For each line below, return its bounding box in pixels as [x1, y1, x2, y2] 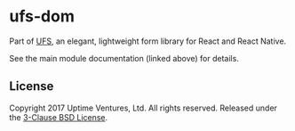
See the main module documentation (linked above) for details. [9, 53, 240, 63]
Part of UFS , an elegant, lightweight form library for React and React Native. [9, 36, 287, 46]
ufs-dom [9, 6, 76, 27]
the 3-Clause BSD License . [9, 111, 108, 122]
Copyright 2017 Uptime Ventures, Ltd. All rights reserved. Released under [9, 102, 278, 113]
